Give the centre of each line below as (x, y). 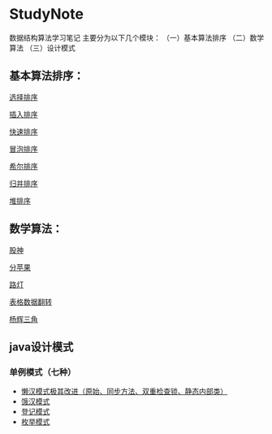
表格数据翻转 (30, 302)
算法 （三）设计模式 (42, 48)
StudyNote (47, 14)
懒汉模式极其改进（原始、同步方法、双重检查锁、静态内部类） (124, 392)
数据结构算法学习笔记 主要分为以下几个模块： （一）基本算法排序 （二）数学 (137, 37)
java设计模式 (41, 347)
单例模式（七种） (43, 372)
